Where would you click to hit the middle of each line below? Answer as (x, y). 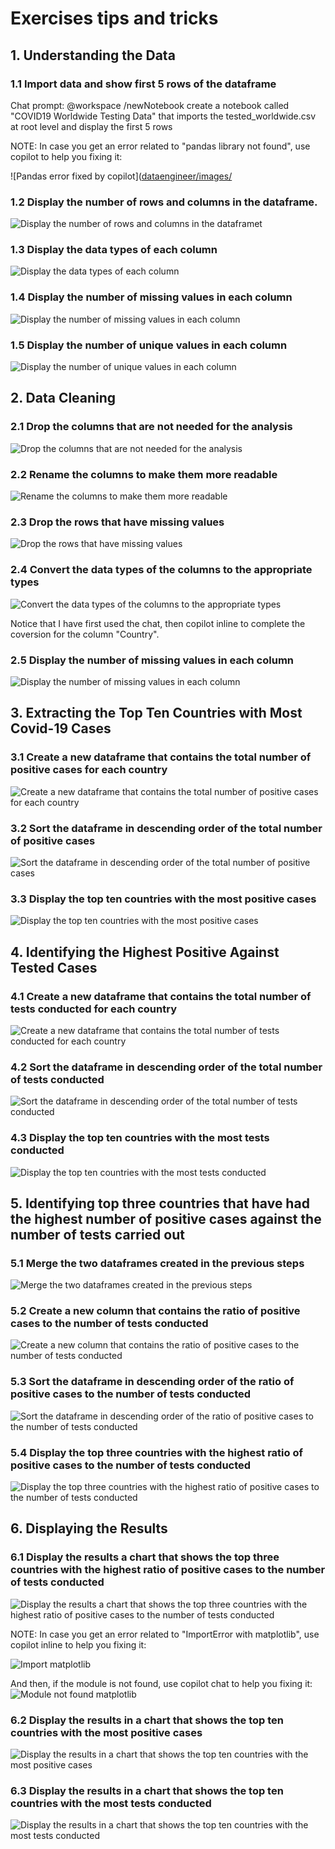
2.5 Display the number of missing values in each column (152, 660)
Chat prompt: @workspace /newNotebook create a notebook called (150, 105)
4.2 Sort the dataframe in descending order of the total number (166, 1067)
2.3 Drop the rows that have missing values (117, 522)
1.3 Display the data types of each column (114, 250)
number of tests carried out (97, 1234)
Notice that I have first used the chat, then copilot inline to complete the (158, 623)
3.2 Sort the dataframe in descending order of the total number (166, 828)
